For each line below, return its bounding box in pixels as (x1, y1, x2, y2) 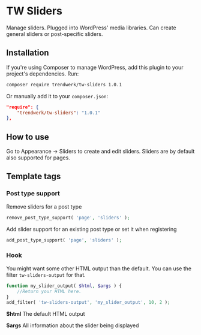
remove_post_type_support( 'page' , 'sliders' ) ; (6, 215, 130, 221)
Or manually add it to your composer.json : (6, 92, 109, 99)
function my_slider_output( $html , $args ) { (6, 283, 122, 289)
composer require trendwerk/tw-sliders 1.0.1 (6, 82, 122, 87)
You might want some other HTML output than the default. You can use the (6, 265, 192, 272)
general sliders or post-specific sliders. (6, 30, 103, 37)
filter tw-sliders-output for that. (6, 271, 86, 278)
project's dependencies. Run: (6, 70, 79, 77)
